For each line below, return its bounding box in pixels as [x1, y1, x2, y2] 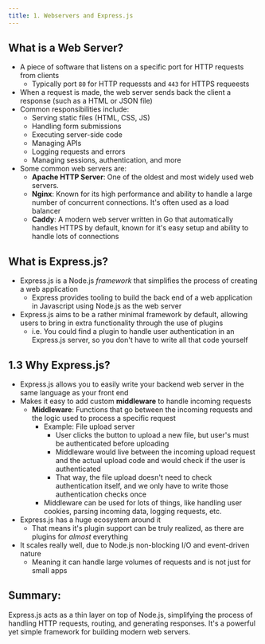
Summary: [8, 589, 61, 603]
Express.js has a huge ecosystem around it [19, 515, 161, 524]
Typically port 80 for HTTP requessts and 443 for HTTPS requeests [31, 79, 250, 88]
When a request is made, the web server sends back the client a [19, 88, 232, 97]
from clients [19, 71, 60, 80]
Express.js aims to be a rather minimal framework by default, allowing [19, 310, 248, 320]
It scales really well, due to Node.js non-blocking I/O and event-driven [19, 540, 250, 550]
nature [19, 549, 41, 559]
